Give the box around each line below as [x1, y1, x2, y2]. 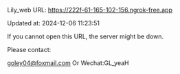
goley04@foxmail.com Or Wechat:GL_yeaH [7, 59, 129, 67]
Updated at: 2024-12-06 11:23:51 [7, 19, 100, 27]
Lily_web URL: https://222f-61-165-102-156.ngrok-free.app [7, 6, 173, 14]
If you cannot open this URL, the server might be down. [7, 32, 164, 40]
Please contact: [7, 46, 52, 53]
